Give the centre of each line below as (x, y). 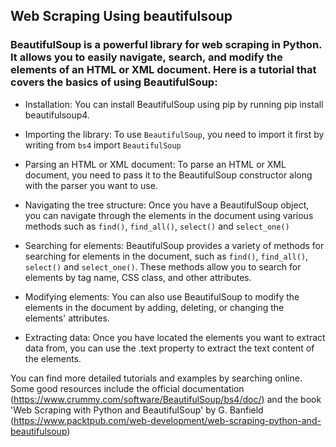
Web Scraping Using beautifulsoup (121, 16)
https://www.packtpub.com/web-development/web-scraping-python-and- (167, 420)
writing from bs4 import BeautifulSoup (103, 145)
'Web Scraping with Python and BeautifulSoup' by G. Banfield (137, 410)
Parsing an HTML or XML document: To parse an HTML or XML (155, 164)
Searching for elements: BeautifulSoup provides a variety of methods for (174, 245)
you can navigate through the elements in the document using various (169, 215)
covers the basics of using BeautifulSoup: (114, 82)
